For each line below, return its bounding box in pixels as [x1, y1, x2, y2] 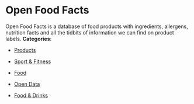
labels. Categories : [5, 35, 52, 42]
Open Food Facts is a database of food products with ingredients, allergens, [5, 23, 188, 30]
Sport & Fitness [13, 58, 51, 65]
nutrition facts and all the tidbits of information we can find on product [5, 29, 174, 36]
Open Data [13, 80, 40, 88]
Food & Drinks [13, 92, 49, 99]
